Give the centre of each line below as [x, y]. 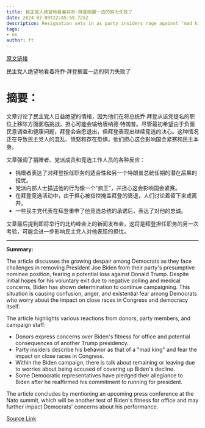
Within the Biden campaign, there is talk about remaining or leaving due [105, 362]
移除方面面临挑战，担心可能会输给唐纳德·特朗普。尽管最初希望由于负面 [106, 124]
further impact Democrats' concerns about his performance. [82, 407]
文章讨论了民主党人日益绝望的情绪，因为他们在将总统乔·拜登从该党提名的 [98, 116]
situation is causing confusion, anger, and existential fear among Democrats [102, 293]
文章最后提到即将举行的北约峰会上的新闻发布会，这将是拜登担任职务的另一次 [103, 224]
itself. [13, 306]
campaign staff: [26, 324]
